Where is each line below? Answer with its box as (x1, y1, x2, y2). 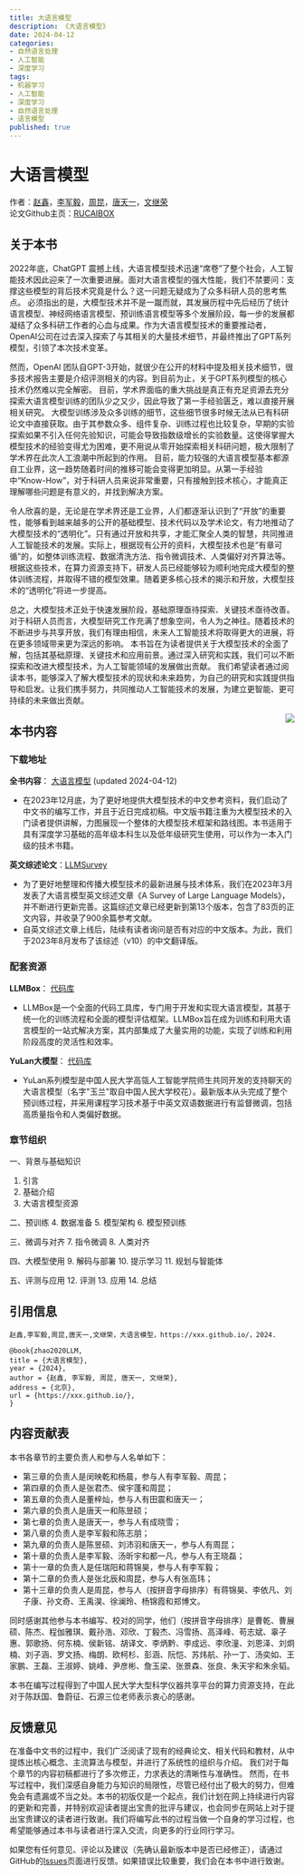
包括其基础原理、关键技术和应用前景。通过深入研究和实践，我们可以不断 (24, 649, 295, 660)
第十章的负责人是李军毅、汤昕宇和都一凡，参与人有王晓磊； (22, 1550, 245, 1561)
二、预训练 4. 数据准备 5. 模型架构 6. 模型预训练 (9, 1217, 187, 1228)
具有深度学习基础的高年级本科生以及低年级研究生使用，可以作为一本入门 (22, 829, 292, 840)
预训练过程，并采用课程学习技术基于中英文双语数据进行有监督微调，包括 (22, 1097, 292, 1108)
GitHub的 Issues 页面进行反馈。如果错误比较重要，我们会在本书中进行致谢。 (9, 1856, 290, 1867)
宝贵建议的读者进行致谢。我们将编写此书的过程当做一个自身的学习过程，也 (16, 1813, 295, 1824)
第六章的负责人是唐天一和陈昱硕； (22, 1505, 150, 1516)
